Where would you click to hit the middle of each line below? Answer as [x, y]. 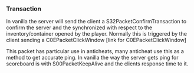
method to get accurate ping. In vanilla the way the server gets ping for [92, 58]
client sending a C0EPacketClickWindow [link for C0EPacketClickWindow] [96, 40]
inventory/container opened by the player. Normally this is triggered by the [97, 34]
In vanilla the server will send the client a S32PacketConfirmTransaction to [96, 22]
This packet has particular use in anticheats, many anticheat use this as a [95, 51]
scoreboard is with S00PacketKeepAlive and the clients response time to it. [97, 64]
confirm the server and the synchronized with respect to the [79, 27]
